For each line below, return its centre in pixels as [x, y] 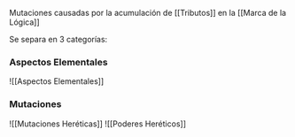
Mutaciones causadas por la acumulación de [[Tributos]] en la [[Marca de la [147, 13]
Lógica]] [24, 22]
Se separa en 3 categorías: [58, 39]
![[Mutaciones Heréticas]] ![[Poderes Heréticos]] [97, 124]
